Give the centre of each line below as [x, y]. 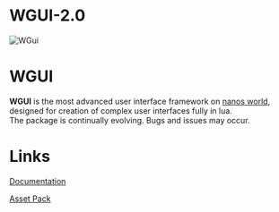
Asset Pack [30, 199]
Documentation [38, 181]
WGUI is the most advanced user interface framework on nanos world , [140, 101]
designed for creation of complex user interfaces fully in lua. [121, 110]
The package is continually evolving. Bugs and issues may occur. [130, 120]
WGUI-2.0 [48, 16]
